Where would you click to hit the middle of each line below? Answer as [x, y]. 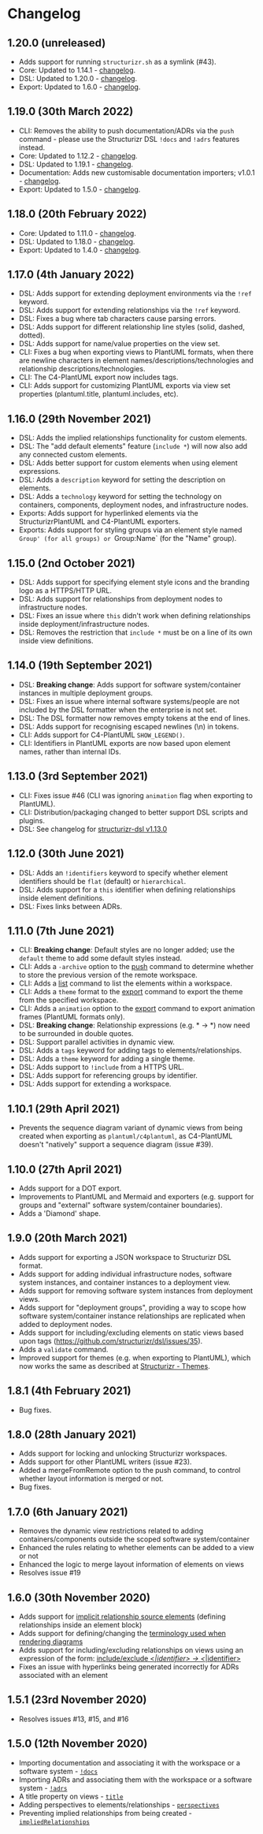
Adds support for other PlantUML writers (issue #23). [105, 1462]
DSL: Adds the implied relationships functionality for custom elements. [133, 438]
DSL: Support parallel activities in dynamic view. [96, 1042]
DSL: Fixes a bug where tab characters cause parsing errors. [117, 319]
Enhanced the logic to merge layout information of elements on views [131, 1564]
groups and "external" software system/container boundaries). [120, 1205]
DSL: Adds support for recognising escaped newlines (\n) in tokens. [129, 726]
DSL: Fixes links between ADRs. [70, 906]
